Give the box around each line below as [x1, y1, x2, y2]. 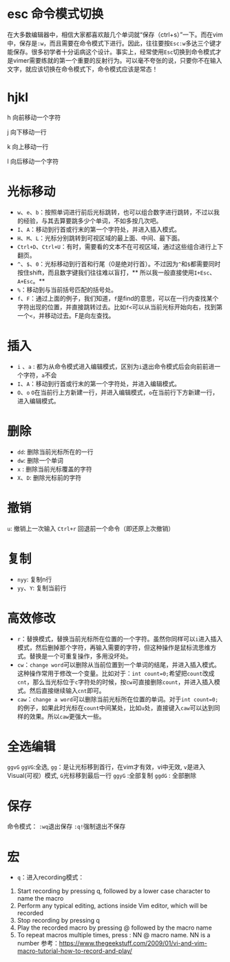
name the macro [17, 894, 64, 903]
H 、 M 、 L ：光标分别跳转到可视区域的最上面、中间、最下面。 [17, 234, 184, 242]
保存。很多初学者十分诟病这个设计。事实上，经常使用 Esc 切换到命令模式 [12, 48, 216, 56]
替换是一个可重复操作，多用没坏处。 [29, 652, 132, 660]
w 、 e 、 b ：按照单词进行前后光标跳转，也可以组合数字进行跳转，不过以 [17, 208, 214, 216]
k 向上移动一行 [7, 142, 49, 150]
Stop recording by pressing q [17, 916, 100, 925]
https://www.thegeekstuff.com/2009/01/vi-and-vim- [59, 939, 208, 948]
